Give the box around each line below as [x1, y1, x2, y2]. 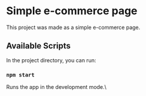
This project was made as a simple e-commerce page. [6, 24, 141, 31]
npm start [6, 71, 35, 78]
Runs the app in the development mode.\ [6, 84, 107, 91]
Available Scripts [6, 41, 71, 51]
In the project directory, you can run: [6, 56, 96, 63]
